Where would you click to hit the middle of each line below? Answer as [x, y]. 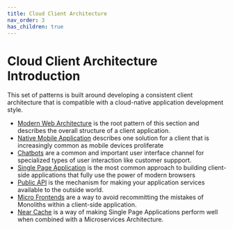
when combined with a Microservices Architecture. [90, 219]
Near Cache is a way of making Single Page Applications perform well [118, 212]
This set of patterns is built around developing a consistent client [100, 95]
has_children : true [35, 26]
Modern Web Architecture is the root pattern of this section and [108, 123]
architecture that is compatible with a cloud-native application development [115, 102]
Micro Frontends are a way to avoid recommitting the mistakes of [110, 197]
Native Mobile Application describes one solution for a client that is [113, 138]
